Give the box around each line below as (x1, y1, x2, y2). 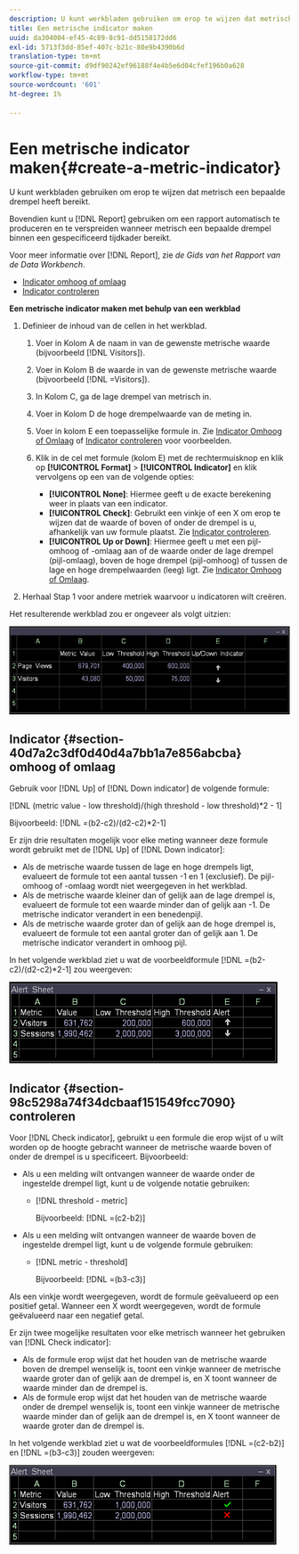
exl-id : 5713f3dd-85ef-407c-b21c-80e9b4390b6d (9, 43, 185, 52)
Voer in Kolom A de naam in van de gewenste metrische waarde (35, 338, 271, 349)
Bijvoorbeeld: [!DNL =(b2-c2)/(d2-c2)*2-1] (9, 818, 166, 828)
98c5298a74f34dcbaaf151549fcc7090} (9, 1095, 236, 1110)
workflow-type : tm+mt (9, 71, 90, 80)
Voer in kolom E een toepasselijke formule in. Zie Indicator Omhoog (35, 426, 282, 437)
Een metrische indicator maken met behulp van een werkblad (9, 303, 241, 314)
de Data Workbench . (9, 259, 86, 270)
